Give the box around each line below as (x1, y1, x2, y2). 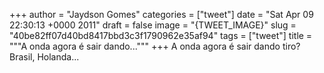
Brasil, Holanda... (9, 51, 80, 63)
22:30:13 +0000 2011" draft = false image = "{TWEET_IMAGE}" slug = (9, 19, 297, 31)
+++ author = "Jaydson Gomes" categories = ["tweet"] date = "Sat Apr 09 (9, 9, 314, 20)
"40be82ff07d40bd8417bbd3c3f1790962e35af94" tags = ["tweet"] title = (9, 30, 313, 41)
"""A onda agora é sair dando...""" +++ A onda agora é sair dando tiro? (9, 40, 301, 52)
